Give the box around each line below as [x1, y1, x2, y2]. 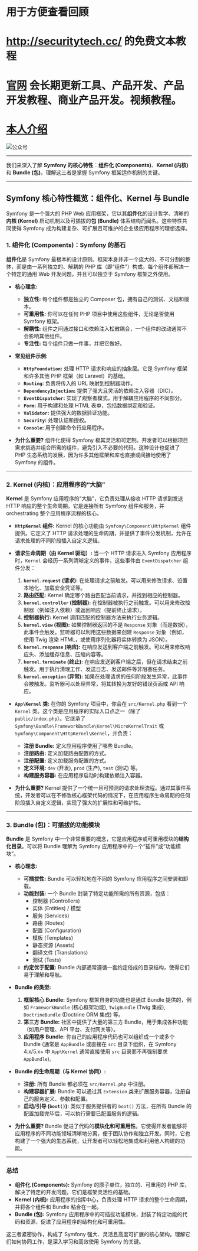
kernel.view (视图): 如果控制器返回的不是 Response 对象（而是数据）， [23, 621, 191, 628]
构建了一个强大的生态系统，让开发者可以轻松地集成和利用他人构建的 [14, 1138, 180, 1145]
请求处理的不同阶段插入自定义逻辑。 [14, 537, 103, 544]
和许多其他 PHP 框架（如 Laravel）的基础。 [23, 372, 128, 379]
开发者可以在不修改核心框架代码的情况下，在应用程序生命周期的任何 [25, 791, 190, 799]
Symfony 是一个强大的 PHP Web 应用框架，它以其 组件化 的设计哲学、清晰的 [6, 210, 190, 217]
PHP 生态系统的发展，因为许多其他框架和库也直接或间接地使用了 [14, 451, 172, 458]
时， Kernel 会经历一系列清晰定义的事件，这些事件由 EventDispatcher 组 [14, 556, 189, 564]
